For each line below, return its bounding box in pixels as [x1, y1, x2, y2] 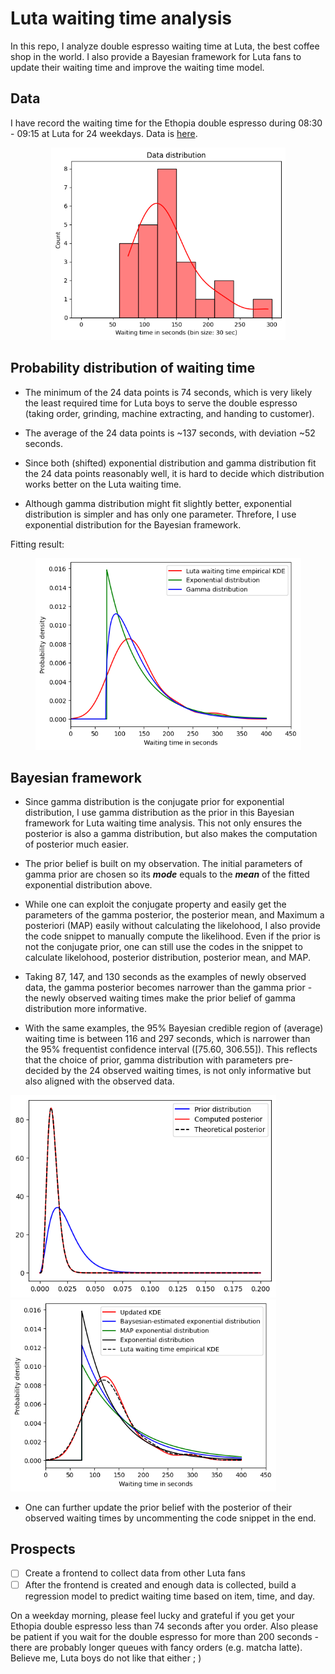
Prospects [10, 1541, 76, 1558]
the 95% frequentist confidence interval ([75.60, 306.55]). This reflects [24, 1043, 318, 1056]
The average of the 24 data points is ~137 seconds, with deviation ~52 [24, 427, 316, 439]
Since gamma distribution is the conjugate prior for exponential [24, 796, 285, 808]
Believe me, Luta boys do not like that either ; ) [10, 1652, 202, 1664]
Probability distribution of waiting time [10, 360, 256, 377]
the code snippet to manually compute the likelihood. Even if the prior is [24, 930, 321, 942]
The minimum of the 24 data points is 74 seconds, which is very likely [24, 386, 313, 398]
